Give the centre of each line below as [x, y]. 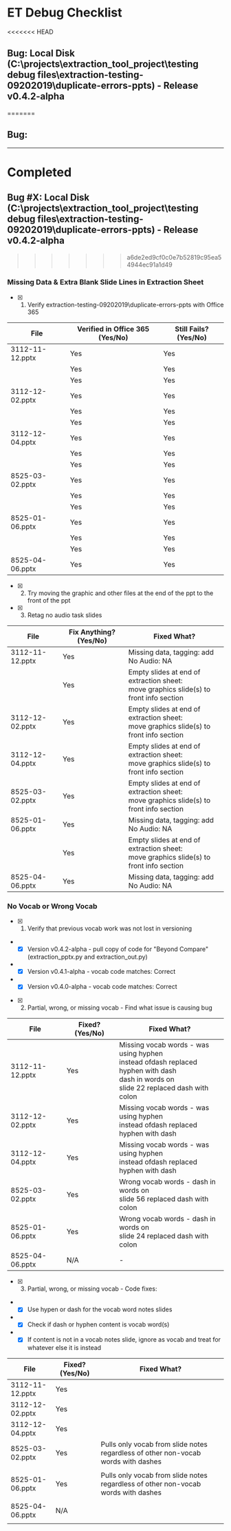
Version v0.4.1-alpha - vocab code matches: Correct [101, 972]
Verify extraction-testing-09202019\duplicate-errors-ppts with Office [125, 304]
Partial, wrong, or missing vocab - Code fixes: [92, 1289]
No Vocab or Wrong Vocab [52, 906]
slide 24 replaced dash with [164, 1236]
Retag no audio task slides [65, 615]
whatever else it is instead [64, 1347]
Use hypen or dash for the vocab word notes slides [100, 1309]
